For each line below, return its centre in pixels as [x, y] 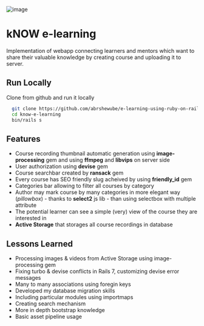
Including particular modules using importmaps [74, 297]
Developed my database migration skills [65, 291]
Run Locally [29, 83]
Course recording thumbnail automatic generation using [85, 154]
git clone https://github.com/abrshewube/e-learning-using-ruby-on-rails [107, 109]
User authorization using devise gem [61, 167]
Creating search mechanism [50, 303]
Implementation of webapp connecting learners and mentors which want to [100, 50]
